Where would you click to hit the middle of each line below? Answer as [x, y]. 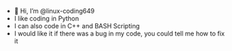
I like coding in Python [46, 18]
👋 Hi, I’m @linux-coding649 [54, 11]
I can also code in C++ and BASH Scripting [77, 26]
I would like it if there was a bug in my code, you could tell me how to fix [119, 33]
